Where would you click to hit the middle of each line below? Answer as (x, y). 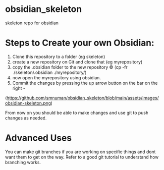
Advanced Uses (38, 138)
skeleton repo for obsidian (32, 23)
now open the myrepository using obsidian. (56, 77)
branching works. (23, 162)
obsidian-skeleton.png (28, 103)
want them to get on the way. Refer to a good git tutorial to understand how (82, 157)
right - (19, 88)
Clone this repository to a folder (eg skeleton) (59, 57)
